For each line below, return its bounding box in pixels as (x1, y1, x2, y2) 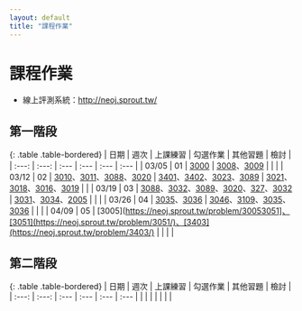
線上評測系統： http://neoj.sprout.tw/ (22, 95, 158, 105)
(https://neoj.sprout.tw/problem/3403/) (9, 227, 155, 238)
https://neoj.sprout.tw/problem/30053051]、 (124, 206, 290, 216)
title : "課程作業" (9, 22, 74, 31)
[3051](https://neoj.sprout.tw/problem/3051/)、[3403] (9, 217, 210, 228)
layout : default (9, 13, 70, 23)
